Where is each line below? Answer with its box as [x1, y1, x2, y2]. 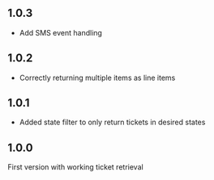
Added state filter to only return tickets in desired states [19, 117, 206, 128]
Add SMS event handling [19, 27, 103, 37]
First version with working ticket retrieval [7, 162, 143, 172]
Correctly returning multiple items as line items [19, 73, 176, 82]
